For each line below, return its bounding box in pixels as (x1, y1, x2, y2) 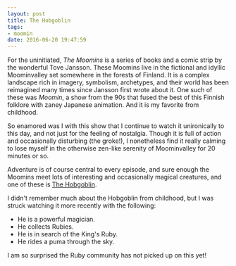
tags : (7, 23, 23, 30)
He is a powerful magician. (17, 215, 95, 224)
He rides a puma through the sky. (17, 237, 115, 246)
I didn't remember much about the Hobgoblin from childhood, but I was (7, 194, 214, 203)
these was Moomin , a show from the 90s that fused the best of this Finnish (7, 93, 225, 102)
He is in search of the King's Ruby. (17, 230, 118, 239)
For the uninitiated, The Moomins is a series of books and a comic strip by (7, 56, 223, 64)
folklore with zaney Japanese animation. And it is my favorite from (7, 101, 199, 109)
